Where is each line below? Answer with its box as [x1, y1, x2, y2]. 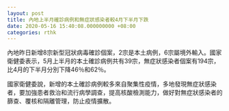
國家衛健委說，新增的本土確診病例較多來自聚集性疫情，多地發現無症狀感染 [7, 80, 217, 89]
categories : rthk [7, 29, 57, 36]
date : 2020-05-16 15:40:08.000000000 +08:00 [7, 22, 136, 29]
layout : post [7, 10, 44, 17]
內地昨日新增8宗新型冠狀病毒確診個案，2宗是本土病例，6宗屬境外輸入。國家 [7, 48, 222, 57]
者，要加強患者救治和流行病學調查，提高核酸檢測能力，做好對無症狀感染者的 [7, 89, 223, 97]
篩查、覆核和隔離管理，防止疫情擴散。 [7, 97, 115, 106]
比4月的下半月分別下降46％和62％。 [7, 65, 110, 74]
